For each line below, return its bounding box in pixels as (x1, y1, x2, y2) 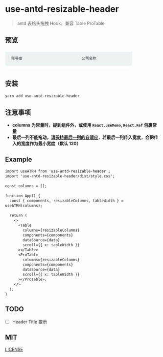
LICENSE (5, 346, 23, 352)
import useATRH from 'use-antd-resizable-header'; (5, 169, 111, 174)
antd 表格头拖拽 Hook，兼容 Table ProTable (17, 20, 105, 26)
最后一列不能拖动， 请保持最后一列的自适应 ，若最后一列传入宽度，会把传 (12, 134, 158, 141)
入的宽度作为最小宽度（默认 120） (12, 141, 81, 147)
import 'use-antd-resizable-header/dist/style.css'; (5, 174, 115, 179)
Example (5, 155, 32, 163)
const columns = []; (5, 183, 47, 189)
